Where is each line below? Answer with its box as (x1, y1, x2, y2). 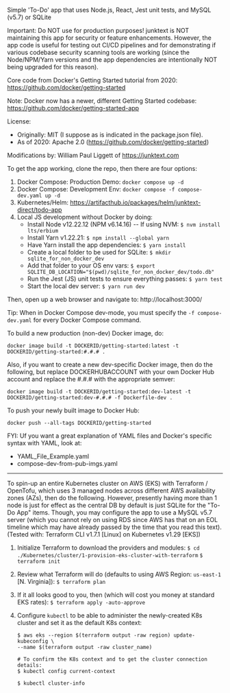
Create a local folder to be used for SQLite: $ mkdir (27, 248, 171, 256)
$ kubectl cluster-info (16, 680, 86, 687)
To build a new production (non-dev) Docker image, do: (7, 329, 164, 337)
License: (7, 117, 31, 126)
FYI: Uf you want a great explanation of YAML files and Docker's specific (7, 432, 212, 440)
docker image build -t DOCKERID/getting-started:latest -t (7, 342, 179, 349)
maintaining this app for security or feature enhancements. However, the (7, 34, 212, 42)
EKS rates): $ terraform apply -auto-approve (16, 598, 146, 606)
